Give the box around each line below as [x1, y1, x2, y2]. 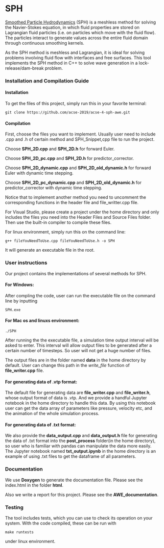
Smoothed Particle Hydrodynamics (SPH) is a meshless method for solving [5, 19, 156, 25]
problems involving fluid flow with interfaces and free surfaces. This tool [5, 54, 151, 60]
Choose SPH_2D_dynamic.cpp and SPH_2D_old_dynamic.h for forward [5, 165, 151, 171]
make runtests [5, 529, 34, 535]
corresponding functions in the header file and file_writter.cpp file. [5, 200, 139, 206]
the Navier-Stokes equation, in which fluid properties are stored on [5, 24, 140, 30]
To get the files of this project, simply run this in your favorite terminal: [5, 101, 147, 106]
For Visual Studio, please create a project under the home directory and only [5, 209, 160, 215]
